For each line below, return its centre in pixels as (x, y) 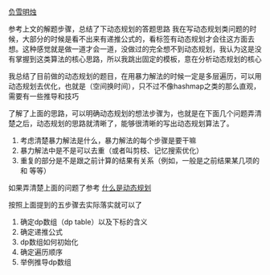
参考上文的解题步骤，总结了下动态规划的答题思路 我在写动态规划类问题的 (129, 29)
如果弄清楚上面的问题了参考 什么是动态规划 (80, 188)
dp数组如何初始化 (49, 242)
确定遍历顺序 (41, 252)
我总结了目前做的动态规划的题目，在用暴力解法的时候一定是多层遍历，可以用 (135, 76)
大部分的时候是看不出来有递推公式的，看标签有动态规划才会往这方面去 (138, 39)
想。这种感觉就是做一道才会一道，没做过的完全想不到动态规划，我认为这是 (131, 49)
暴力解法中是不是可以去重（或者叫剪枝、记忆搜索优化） (111, 150)
